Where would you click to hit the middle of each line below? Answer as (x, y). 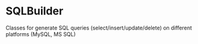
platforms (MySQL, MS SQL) (41, 34)
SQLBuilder (35, 11)
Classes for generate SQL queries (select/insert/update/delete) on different (99, 28)
